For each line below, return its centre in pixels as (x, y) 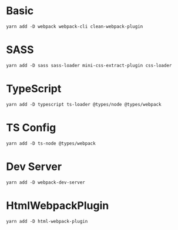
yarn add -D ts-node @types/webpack (51, 143)
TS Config (31, 128)
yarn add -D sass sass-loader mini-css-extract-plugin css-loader (89, 65)
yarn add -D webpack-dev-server (46, 182)
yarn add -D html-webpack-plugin (47, 221)
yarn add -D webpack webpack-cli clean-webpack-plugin (75, 26)
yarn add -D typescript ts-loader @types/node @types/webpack (84, 104)
